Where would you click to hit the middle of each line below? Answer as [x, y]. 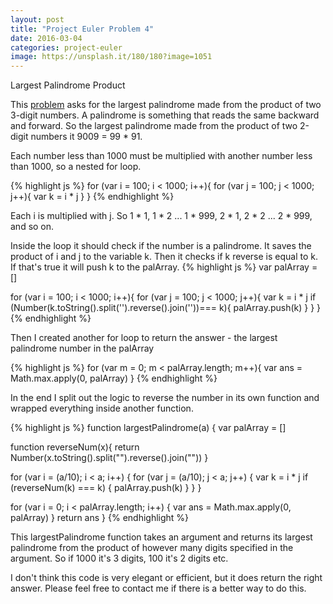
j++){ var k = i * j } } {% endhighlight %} [92, 197]
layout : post [37, 19]
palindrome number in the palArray [82, 348]
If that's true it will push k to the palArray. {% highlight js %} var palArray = [164, 267]
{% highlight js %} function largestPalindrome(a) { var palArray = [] [148, 428]
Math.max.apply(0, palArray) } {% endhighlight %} [114, 378]
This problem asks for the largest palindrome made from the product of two [166, 105]
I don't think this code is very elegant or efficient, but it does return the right [166, 578]
